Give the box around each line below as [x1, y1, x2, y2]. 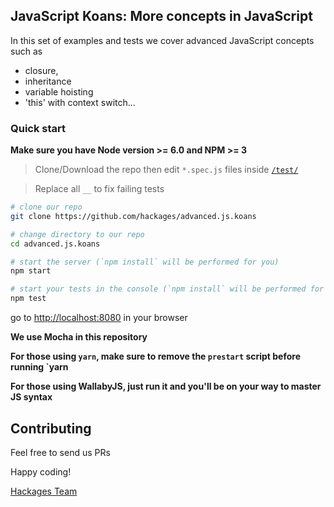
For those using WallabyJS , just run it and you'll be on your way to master [10, 380, 322, 393]
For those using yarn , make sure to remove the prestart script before [10, 350, 302, 363]
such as [10, 45, 43, 57]
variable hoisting [24, 85, 94, 98]
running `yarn [10, 361, 69, 373]
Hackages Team [10, 485, 78, 497]
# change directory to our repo [10, 229, 145, 239]
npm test [10, 294, 47, 304]
